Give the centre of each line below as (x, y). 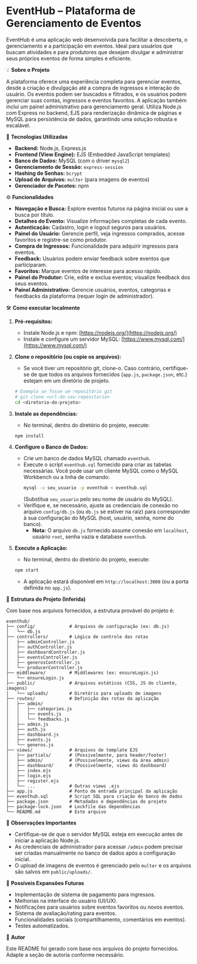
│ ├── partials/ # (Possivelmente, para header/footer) (86, 755)
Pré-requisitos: (34, 321)
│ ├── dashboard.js (33, 735)
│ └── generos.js (30, 745)
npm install (29, 436)
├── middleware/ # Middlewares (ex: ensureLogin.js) (83, 673)
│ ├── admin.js (27, 724)
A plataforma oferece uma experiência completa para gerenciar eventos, (94, 81)
